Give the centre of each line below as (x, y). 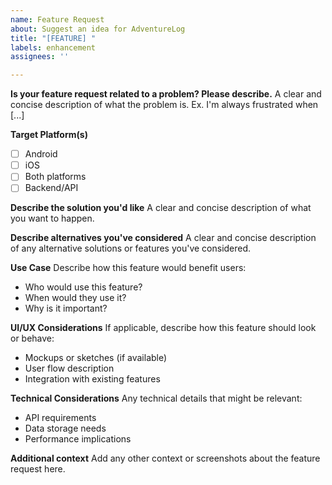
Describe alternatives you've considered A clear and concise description (163, 238)
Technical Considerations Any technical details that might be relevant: (156, 398)
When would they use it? (75, 298)
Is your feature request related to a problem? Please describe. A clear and (166, 94)
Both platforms (55, 177)
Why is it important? (66, 308)
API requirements (60, 418)
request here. (38, 469)
